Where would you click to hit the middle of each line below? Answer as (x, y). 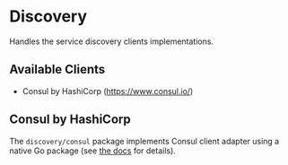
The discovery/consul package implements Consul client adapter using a (144, 141)
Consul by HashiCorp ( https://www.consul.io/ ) (108, 91)
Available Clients (57, 69)
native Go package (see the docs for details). (93, 151)
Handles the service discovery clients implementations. (111, 41)
